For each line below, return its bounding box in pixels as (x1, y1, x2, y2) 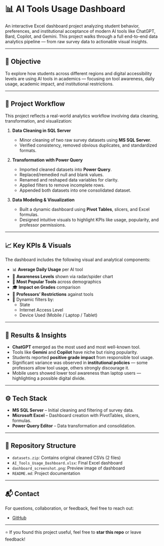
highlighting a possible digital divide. (12, 375, 86, 381)
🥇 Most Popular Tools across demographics (12, 279, 102, 285)
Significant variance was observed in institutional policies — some (12, 360, 148, 365)
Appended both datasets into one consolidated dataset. (19, 187, 132, 193)
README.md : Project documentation (12, 470, 81, 476)
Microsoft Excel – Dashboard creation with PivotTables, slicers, (12, 413, 140, 418)
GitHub (12, 515, 27, 520)
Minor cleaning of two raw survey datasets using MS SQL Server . (19, 137, 151, 143)
